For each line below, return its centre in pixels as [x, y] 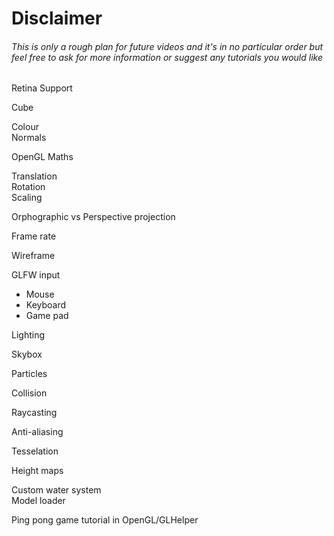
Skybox [27, 354]
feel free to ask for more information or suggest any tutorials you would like [167, 57]
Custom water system [56, 490]
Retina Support [42, 88]
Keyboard [46, 305]
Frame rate [34, 236]
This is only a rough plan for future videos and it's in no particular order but [167, 46]
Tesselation [35, 451]
